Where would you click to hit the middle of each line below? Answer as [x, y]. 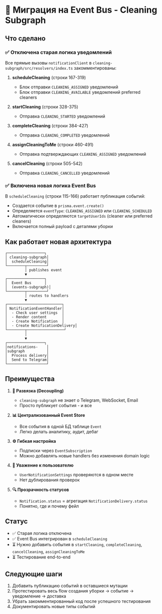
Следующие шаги [34, 574]
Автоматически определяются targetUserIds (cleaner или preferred [82, 216]
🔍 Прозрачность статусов [40, 490]
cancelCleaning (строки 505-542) [47, 164]
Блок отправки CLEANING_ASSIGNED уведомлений [69, 87]
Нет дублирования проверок [50, 480]
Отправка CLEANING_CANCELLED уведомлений [64, 173]
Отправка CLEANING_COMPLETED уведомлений [64, 135]
